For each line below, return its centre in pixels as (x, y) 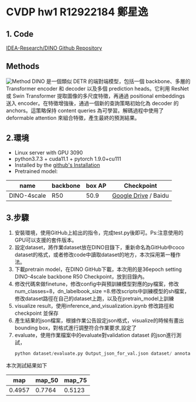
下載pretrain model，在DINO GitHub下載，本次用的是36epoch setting (98, 269)
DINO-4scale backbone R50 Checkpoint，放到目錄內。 (81, 277)
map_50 (47, 380)
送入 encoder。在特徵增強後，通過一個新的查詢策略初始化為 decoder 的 (92, 103)
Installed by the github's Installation (57, 165)
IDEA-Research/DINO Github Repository (54, 48)
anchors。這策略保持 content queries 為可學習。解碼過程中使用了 (85, 110)
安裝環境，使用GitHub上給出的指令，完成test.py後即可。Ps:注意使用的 (99, 233)
